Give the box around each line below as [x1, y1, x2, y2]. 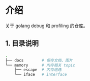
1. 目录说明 [5, 39, 39, 48]
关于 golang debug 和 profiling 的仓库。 [5, 23, 88, 29]
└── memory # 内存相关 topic [5, 63, 75, 68]
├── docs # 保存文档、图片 [5, 57, 73, 63]
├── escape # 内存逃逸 [14, 67, 62, 72]
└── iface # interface [14, 72, 67, 77]
